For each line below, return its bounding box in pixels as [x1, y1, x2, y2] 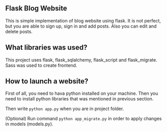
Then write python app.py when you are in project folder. [5, 105, 124, 112]
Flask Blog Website [5, 4, 67, 13]
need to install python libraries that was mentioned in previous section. [5, 96, 154, 102]
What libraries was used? [5, 43, 88, 52]
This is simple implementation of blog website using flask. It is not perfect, [5, 17, 161, 23]
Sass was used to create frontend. [5, 62, 77, 68]
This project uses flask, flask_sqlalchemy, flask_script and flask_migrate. [5, 57, 158, 63]
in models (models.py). [5, 121, 53, 127]
